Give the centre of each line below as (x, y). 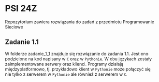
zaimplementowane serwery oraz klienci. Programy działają (64, 64)
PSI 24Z (21, 8)
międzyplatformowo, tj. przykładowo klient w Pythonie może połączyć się (78, 69)
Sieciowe (14, 27)
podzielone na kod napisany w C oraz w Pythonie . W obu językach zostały (79, 59)
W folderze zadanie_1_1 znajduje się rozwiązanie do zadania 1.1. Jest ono (77, 54)
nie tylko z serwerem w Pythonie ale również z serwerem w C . (66, 74)
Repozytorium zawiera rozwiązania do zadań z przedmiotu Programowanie (80, 22)
